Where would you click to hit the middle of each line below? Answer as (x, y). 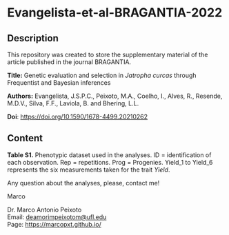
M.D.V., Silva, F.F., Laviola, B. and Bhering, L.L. (73, 103)
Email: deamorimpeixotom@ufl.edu (57, 217)
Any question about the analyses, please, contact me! (83, 183)
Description (33, 38)
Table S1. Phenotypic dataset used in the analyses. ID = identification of (109, 155)
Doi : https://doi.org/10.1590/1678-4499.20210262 (78, 116)
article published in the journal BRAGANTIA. (69, 62)
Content (25, 138)
